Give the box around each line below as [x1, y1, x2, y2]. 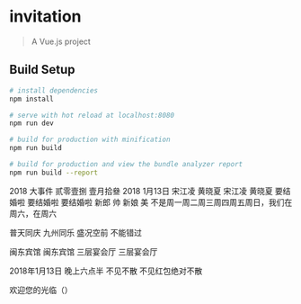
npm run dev [9, 119, 54, 128]
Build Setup [9, 62, 75, 77]
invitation [9, 6, 83, 27]
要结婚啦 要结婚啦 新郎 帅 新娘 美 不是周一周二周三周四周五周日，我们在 [26, 196, 293, 208]
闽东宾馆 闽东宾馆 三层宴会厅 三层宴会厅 [9, 246, 158, 257]
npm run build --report [9, 168, 99, 177]
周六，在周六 [9, 208, 57, 219]
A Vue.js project [31, 36, 92, 47]
